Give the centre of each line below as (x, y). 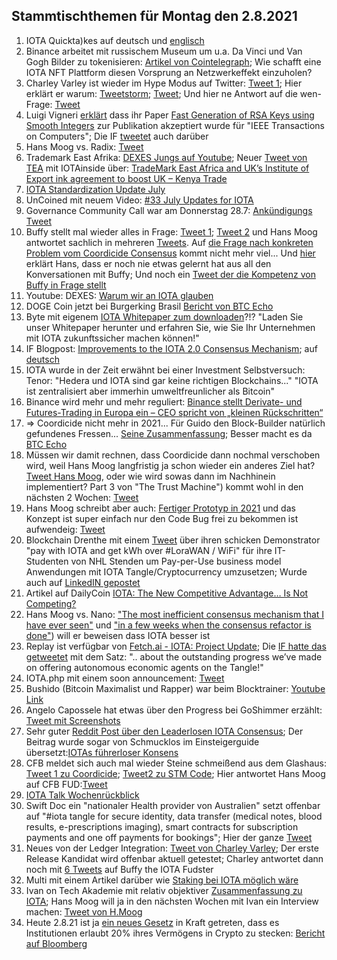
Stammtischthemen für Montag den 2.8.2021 (154, 16)
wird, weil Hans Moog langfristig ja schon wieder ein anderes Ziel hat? (170, 465)
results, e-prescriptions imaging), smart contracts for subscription (162, 826)
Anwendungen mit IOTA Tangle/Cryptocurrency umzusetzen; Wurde (166, 571)
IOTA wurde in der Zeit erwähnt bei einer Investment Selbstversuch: (165, 370)
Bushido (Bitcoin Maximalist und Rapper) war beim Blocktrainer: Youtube (175, 688)
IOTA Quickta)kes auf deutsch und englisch (115, 40)
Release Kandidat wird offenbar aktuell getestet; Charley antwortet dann (174, 858)
